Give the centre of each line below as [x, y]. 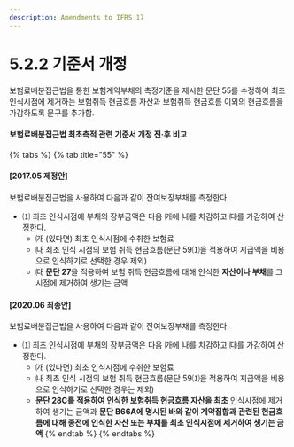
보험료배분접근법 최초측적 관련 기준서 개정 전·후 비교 [98, 135]
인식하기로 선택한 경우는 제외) [103, 389]
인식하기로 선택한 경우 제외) [100, 260]
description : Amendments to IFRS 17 [77, 17]
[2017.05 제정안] [39, 176]
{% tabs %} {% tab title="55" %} [69, 154]
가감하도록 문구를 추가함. [52, 113]
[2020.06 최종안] [40, 305]
